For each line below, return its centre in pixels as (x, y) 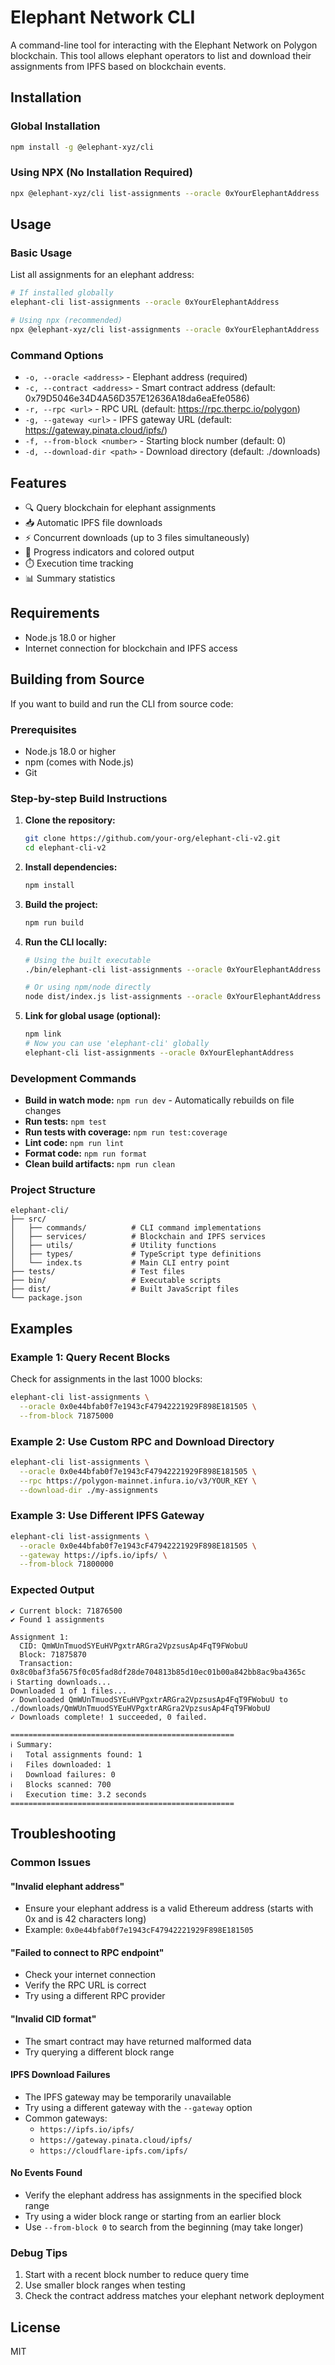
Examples (41, 1328)
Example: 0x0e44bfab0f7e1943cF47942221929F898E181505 (139, 1930)
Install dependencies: (71, 867)
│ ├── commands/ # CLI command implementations (136, 1228)
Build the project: (61, 904)
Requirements (55, 613)
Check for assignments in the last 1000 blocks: (106, 1379)
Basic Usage (41, 253)
